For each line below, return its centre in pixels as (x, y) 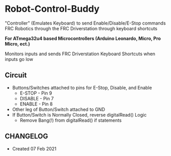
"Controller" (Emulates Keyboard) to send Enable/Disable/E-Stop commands (85, 23)
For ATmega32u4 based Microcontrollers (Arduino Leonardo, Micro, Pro (83, 38)
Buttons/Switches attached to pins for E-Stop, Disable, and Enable (82, 87)
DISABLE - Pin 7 (37, 98)
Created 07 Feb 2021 (34, 148)
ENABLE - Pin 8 (36, 104)
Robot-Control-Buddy (52, 9)
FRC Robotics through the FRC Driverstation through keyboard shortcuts (81, 28)
